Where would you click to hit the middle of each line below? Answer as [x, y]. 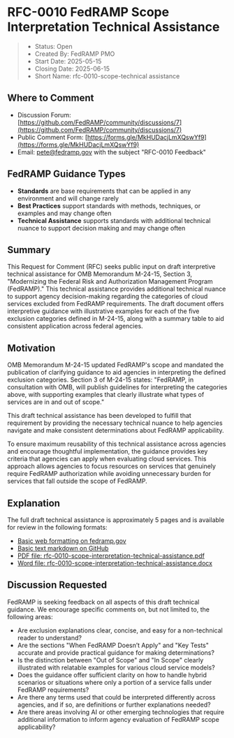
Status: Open [54, 46]
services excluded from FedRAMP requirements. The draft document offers [116, 304]
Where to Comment [51, 98]
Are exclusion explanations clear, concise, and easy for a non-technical [120, 630]
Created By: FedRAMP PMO [75, 54]
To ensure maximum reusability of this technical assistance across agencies [117, 444]
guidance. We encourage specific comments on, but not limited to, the [108, 609]
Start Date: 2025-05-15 [68, 61]
